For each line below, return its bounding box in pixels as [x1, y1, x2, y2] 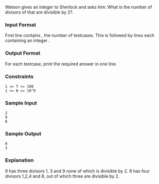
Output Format [5, 50, 40, 56]
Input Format [5, 21, 36, 28]
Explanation [5, 157, 34, 164]
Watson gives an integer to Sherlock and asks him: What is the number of [5, 4, 152, 10]
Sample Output [5, 130, 41, 137]
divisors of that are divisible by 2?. [5, 9, 74, 15]
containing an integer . [5, 37, 50, 43]
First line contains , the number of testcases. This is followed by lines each [5, 33, 155, 38]
